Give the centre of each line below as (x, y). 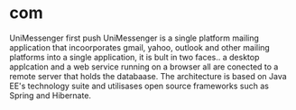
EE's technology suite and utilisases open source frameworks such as (139, 86)
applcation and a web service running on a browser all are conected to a (144, 67)
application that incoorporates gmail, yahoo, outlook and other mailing (140, 47)
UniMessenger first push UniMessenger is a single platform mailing (134, 38)
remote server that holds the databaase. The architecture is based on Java (148, 76)
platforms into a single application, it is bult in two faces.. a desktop (134, 57)
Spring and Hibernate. (51, 95)
